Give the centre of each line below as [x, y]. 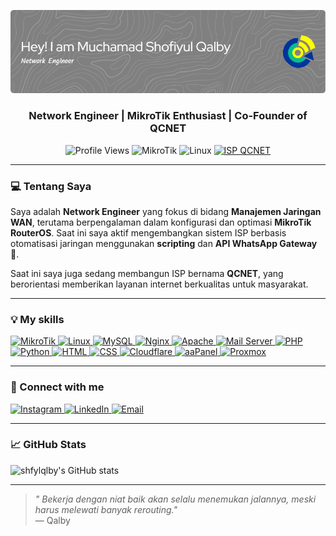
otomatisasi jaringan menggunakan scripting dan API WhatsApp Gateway [164, 243]
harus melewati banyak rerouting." [106, 509]
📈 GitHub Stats [48, 445]
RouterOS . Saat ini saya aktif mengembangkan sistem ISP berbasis [148, 232]
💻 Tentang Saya [51, 186]
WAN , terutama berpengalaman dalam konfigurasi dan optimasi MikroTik [161, 222]
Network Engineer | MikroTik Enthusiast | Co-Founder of [168, 116]
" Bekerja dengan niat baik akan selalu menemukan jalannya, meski [175, 499]
